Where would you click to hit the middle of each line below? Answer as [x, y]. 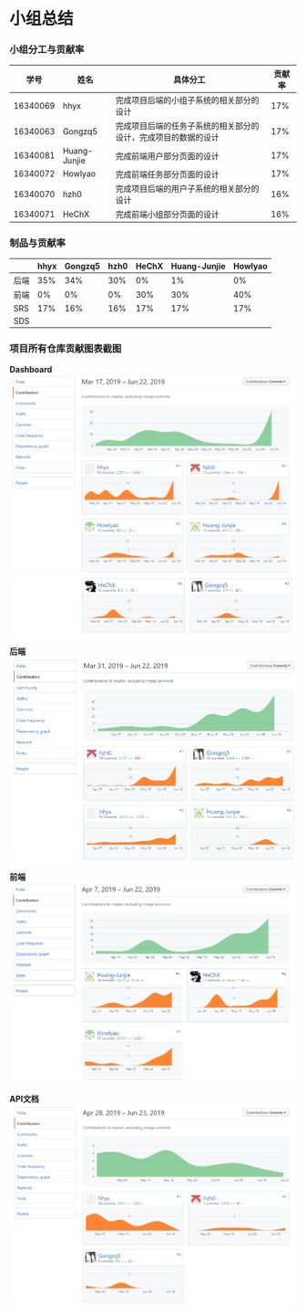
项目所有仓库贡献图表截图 [66, 349]
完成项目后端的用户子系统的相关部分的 [187, 189]
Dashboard [31, 369]
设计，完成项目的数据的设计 [168, 137]
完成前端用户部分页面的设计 [168, 155]
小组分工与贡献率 [47, 49]
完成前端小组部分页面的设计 [168, 215]
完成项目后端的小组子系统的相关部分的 [187, 100]
